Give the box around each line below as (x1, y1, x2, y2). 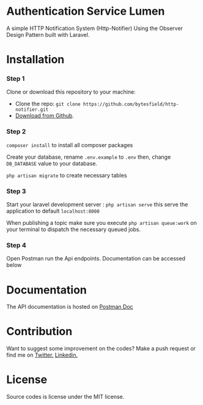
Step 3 (6, 187, 26, 195)
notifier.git (15, 107, 49, 113)
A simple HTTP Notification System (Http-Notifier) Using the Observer (6, 25, 183, 32)
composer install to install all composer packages (6, 141, 133, 148)
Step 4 (6, 241, 26, 249)
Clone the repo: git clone (15, 100, 81, 108)
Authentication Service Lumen (6, 4, 165, 18)
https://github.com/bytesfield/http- (83, 101, 179, 108)
